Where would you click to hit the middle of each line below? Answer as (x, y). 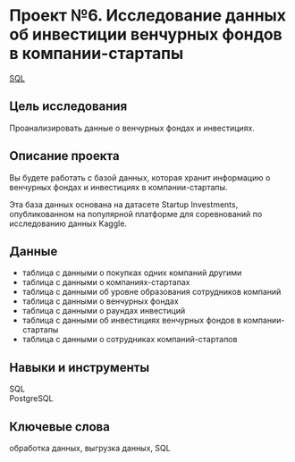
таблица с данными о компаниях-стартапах (106, 282)
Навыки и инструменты (80, 367)
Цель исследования (68, 107)
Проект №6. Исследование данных (147, 16)
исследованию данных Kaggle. (68, 223)
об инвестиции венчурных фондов (146, 34)
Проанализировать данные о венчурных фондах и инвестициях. (132, 128)
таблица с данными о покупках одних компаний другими (132, 273)
